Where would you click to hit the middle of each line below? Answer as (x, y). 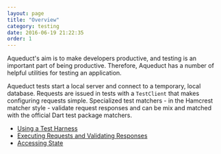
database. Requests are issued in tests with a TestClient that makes (103, 94)
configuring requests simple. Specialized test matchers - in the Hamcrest (110, 101)
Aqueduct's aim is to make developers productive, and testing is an (102, 58)
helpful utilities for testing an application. (64, 73)
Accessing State (40, 143)
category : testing (33, 26)
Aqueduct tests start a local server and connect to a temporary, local (104, 86)
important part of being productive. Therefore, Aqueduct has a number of (110, 66)
